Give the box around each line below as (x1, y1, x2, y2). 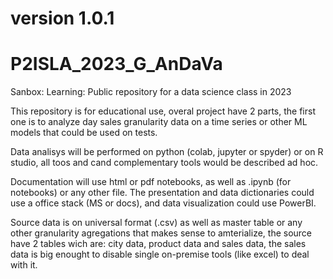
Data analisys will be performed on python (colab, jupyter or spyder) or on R (10, 146, 324, 158)
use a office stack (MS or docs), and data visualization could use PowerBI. (10, 197, 317, 209)
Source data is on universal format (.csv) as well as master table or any (10, 217, 303, 229)
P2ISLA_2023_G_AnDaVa (10, 53, 223, 76)
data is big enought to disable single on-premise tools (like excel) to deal (10, 248, 310, 261)
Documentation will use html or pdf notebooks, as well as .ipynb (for (10, 176, 292, 188)
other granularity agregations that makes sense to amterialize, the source (10, 227, 313, 239)
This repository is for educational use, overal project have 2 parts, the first (10, 105, 316, 117)
